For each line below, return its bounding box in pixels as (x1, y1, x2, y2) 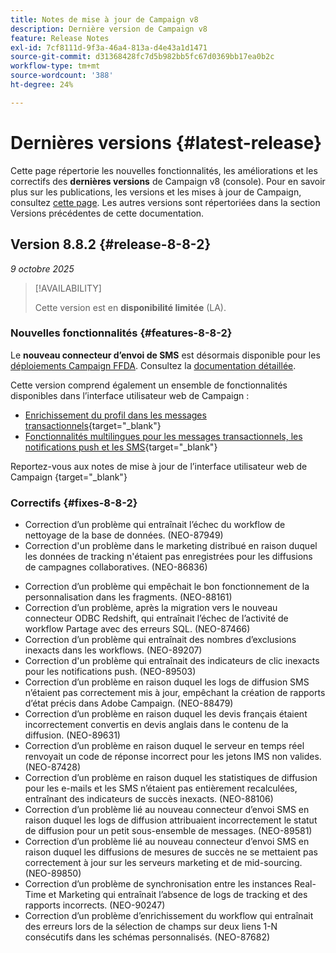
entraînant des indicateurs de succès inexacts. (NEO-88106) (24, 793, 274, 805)
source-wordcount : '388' (10, 71, 114, 81)
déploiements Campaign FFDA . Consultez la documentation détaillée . (10, 359, 297, 371)
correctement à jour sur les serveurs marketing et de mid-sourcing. (24, 857, 303, 869)
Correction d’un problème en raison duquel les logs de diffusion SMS (24, 676, 310, 688)
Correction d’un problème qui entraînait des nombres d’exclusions (24, 634, 297, 646)
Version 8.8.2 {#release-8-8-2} (10, 236, 212, 253)
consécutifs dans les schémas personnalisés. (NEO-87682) (24, 931, 271, 943)
